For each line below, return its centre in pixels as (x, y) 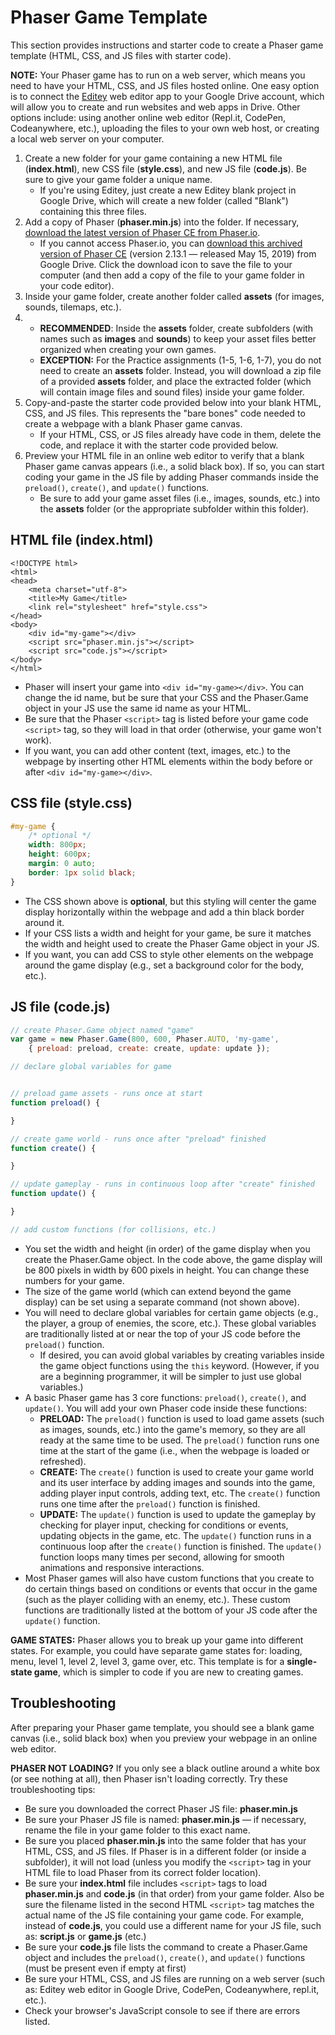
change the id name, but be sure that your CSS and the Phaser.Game (166, 697)
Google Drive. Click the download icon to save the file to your (166, 264)
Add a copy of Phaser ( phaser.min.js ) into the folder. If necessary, (162, 222)
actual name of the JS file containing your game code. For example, (164, 1915)
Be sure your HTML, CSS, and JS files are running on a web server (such (175, 1978)
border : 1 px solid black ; (82, 872)
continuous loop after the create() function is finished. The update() (181, 1546)
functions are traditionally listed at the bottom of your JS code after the (171, 1610)
